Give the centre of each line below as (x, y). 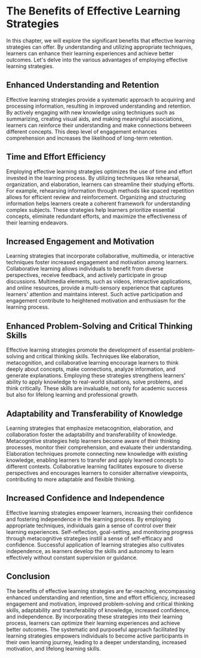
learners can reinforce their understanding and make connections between (99, 125)
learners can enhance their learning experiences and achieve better (90, 53)
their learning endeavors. (37, 222)
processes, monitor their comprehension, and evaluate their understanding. (100, 447)
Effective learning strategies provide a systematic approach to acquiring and (100, 99)
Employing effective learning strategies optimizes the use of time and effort (99, 171)
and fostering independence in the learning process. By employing (88, 519)
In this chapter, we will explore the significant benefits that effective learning (100, 40)
